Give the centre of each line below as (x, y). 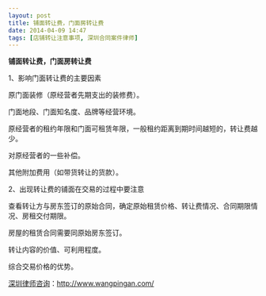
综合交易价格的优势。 (43, 267)
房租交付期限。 (46, 216)
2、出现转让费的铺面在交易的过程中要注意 (76, 189)
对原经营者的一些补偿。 (46, 156)
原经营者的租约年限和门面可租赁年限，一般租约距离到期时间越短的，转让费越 (133, 129)
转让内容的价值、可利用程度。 (57, 250)
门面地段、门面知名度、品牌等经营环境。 (74, 112)
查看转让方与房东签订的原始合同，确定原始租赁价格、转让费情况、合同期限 (129, 206)
